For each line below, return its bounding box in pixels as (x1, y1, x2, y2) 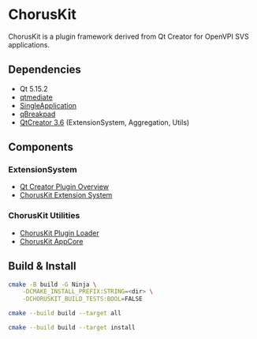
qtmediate (19, 92, 53, 102)
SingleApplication (19, 100, 77, 110)
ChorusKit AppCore (19, 236, 84, 246)
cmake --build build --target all (8, 310, 122, 318)
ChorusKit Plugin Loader (19, 228, 100, 238)
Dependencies (8, 63, 81, 77)
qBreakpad (19, 109, 56, 119)
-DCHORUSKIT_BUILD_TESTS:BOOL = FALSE (22, 295, 143, 303)
